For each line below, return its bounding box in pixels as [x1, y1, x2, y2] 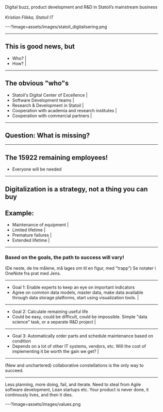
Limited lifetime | [12, 227, 46, 233]
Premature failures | [12, 232, 52, 238]
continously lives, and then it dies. [5, 392, 73, 397]
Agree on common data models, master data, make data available [12, 289, 144, 295]
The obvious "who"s [5, 79, 69, 87]
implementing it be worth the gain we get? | [12, 348, 99, 354]
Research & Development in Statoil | [12, 102, 84, 108]
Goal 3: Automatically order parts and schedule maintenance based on [12, 333, 154, 339]
